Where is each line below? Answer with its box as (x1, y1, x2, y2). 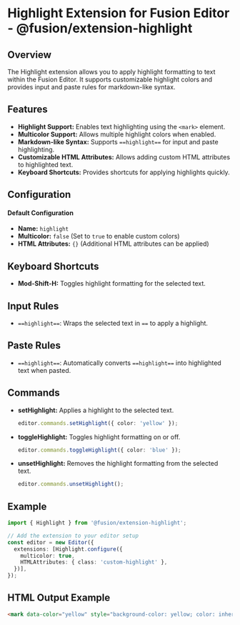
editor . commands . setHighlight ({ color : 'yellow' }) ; (17, 419, 179, 426)
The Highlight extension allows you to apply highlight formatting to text (7, 68, 216, 76)
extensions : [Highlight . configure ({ (14, 545, 123, 553)
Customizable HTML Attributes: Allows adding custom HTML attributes (17, 152, 231, 161)
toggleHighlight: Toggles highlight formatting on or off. (17, 432, 181, 441)
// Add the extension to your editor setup (7, 532, 139, 539)
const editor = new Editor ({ (7, 539, 94, 546)
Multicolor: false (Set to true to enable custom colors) (17, 232, 180, 241)
